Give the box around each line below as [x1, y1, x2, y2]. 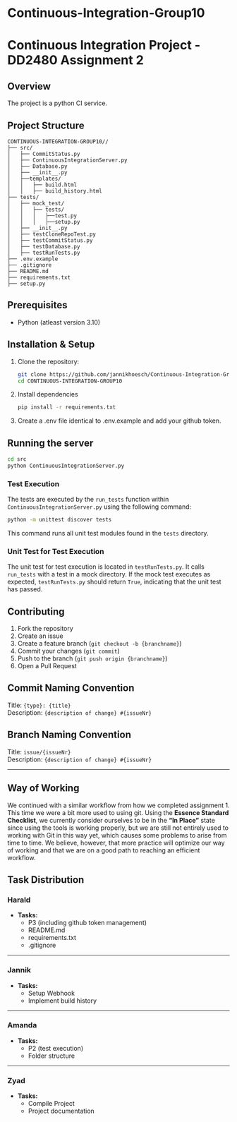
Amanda [7, 1020, 37, 1030]
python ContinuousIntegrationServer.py [7, 462, 125, 469]
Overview [7, 80, 51, 92]
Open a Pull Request [17, 662, 78, 670]
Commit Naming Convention [7, 682, 135, 694]
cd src [7, 456, 27, 463]
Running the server [7, 437, 94, 449]
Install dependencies [17, 390, 79, 399]
